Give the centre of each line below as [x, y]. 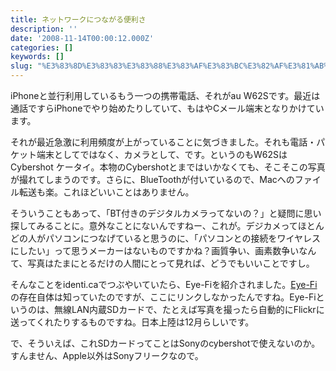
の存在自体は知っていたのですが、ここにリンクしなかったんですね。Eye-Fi [163, 297]
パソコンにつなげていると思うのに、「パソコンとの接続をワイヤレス [183, 238]
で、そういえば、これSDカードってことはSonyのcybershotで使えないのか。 [165, 343]
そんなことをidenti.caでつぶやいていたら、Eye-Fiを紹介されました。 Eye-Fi [164, 284]
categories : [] [42, 47]
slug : [21, 66]
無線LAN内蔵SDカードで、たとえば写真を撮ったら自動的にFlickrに [189, 309]
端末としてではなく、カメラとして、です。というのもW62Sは [162, 154]
